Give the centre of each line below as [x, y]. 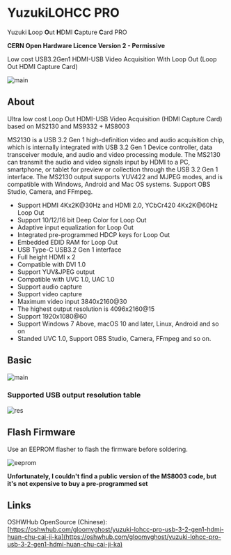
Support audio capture [49, 287]
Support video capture [49, 294]
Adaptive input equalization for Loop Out [75, 227]
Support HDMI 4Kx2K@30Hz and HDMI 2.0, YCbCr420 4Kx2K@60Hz [117, 205]
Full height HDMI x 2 [46, 257]
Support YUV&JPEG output [56, 272]
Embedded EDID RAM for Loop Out [67, 242]
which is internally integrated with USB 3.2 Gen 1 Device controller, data [110, 147]
